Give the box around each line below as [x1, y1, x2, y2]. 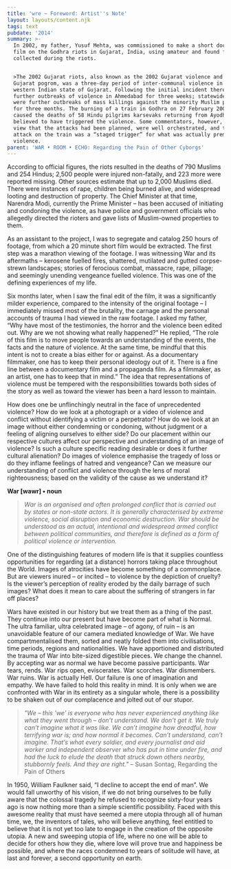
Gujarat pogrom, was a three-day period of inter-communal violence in [13, 80, 223, 87]
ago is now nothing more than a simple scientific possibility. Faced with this [7, 803, 221, 811]
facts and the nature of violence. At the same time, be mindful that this [7, 343, 207, 351]
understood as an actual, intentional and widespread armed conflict [23, 522, 218, 531]
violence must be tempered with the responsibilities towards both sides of [7, 380, 217, 388]
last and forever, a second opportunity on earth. [7, 854, 143, 862]
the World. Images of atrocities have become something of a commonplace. [7, 565, 222, 573]
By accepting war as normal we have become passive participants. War [7, 659, 210, 667]
